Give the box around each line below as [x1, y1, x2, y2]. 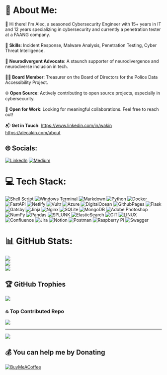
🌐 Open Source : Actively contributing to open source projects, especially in [5, 90, 161, 96]
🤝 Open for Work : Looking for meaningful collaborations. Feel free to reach [5, 106, 159, 112]
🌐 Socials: [5, 144, 38, 153]
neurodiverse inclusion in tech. [5, 63, 68, 69]
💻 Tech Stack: [5, 176, 67, 187]
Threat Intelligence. [5, 47, 45, 53]
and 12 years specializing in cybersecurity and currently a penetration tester [5, 26, 161, 32]
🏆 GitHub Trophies [5, 280, 66, 289]
